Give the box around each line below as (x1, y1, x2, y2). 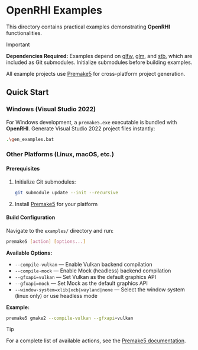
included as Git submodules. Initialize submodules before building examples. (6, 59, 193, 66)
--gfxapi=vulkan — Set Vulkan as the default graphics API (14, 273, 157, 280)
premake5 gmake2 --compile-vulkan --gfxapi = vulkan (6, 315, 134, 321)
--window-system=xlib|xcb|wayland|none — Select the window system (14, 285, 185, 293)
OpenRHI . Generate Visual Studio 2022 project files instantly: (6, 125, 155, 132)
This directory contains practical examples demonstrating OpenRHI (6, 23, 170, 30)
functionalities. (6, 29, 43, 36)
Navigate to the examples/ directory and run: (6, 227, 114, 234)
